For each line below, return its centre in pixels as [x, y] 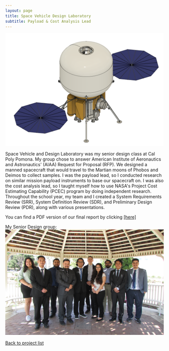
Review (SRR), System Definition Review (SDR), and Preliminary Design [79, 202]
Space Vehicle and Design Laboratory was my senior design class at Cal [80, 154]
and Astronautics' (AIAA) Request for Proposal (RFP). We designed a [76, 164]
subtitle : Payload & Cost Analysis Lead [48, 21]
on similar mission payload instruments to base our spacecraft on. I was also [84, 180]
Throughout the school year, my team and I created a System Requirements [83, 196]
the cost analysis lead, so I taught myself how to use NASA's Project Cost [81, 186]
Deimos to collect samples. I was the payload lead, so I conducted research [83, 175]
